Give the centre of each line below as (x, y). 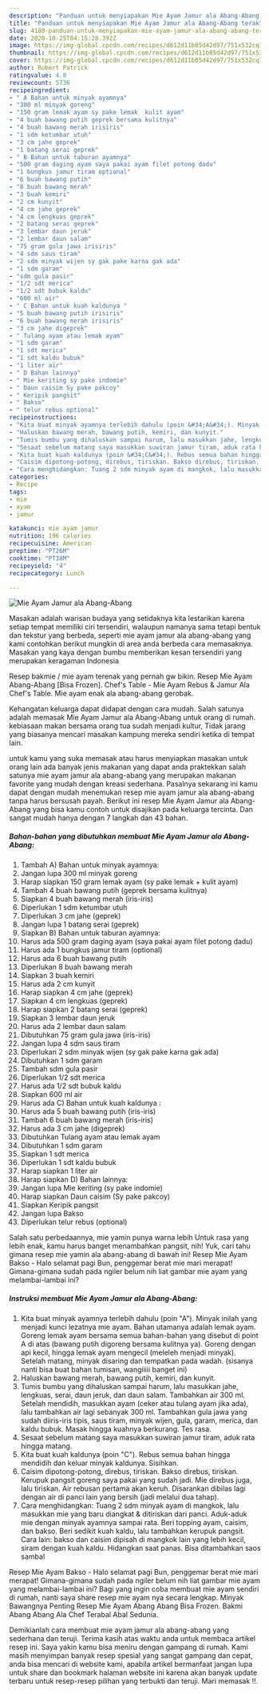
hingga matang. (46, 1446)
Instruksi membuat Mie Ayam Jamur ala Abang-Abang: (103, 1298)
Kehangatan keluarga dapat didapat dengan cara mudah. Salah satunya (127, 709)
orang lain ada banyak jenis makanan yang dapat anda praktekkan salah (128, 767)
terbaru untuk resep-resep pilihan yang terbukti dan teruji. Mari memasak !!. (134, 1681)
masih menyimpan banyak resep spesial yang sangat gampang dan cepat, (131, 1656)
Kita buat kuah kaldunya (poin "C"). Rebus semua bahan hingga (125, 1455)
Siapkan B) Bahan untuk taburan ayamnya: (91, 933)
